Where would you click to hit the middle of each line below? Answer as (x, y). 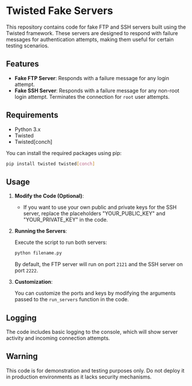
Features (22, 64)
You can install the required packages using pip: (64, 153)
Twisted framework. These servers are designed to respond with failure (92, 33)
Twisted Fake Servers (60, 11)
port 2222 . (26, 271)
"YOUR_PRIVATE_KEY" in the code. (65, 220)
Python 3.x (27, 129)
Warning (22, 356)
